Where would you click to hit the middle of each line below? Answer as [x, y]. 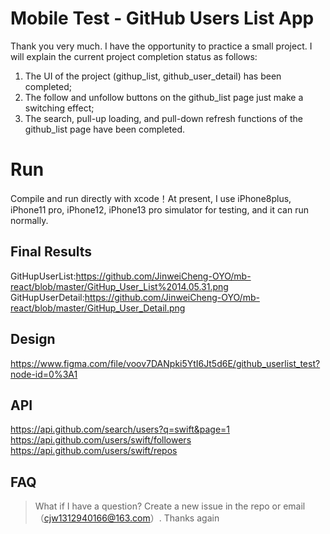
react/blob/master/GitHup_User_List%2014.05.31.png [119, 286]
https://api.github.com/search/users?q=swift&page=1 [120, 429]
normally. [29, 220]
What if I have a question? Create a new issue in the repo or [158, 506]
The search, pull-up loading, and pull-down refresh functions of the [163, 118]
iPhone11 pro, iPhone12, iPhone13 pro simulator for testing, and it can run [159, 209]
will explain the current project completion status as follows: [134, 56]
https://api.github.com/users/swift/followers [101, 440]
